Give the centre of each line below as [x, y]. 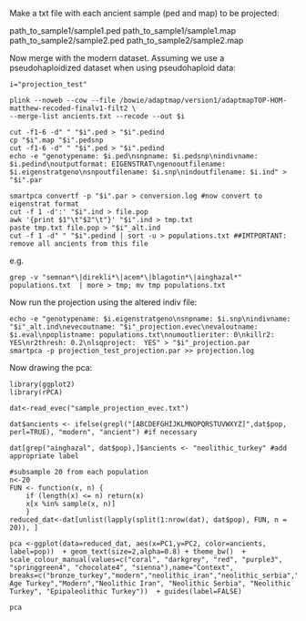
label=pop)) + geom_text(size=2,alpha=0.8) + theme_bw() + [128, 552]
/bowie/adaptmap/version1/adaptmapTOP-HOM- [203, 100]
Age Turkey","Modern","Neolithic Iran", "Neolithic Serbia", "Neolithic [150, 584]
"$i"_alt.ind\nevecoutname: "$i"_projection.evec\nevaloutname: [134, 327]
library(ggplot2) [42, 384]
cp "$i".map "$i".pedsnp [56, 140]
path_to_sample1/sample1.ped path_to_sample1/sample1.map [123, 31]
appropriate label [44, 456]
